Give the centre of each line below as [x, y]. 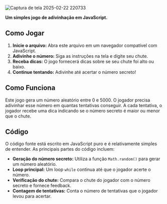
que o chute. [18, 116]
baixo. [19, 67]
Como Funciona [30, 88]
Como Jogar [25, 33]
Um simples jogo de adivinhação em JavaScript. [56, 17]
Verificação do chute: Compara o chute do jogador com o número [81, 180]
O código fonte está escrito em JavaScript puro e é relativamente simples [81, 144]
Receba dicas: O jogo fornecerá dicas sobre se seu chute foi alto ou [83, 61]
